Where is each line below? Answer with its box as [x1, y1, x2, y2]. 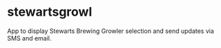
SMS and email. [7, 34, 52, 42]
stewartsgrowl [7, 4, 93, 20]
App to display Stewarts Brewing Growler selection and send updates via [7, 27, 214, 35]
